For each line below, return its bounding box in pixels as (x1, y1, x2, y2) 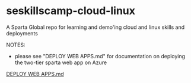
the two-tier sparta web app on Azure (14, 59, 107, 66)
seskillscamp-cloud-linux (6, 4, 135, 18)
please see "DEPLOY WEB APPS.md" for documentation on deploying (14, 52, 186, 59)
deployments (6, 29, 39, 36)
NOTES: (6, 41, 26, 48)
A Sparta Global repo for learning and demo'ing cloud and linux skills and (6, 24, 185, 31)
